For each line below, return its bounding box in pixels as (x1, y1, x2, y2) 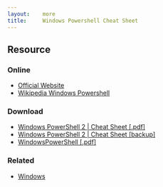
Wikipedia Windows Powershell (17, 89, 110, 97)
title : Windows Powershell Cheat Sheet (7, 17, 139, 24)
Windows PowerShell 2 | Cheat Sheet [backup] (17, 130, 156, 139)
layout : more (7, 10, 56, 18)
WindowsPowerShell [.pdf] (17, 138, 97, 146)
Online (7, 65, 31, 75)
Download (7, 106, 44, 116)
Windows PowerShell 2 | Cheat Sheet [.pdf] (17, 123, 146, 131)
